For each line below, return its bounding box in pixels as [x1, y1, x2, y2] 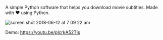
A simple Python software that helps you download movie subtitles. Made [5, 5, 158, 10]
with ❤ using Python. [5, 10, 50, 16]
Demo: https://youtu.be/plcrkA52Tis [5, 29, 80, 35]
